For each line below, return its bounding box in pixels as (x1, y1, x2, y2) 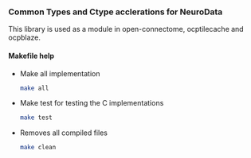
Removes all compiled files (19, 128, 108, 137)
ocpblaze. (8, 33, 41, 42)
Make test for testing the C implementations (19, 98, 164, 108)
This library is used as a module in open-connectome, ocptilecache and (8, 25, 245, 34)
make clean (19, 144, 57, 152)
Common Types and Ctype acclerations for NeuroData (8, 6, 223, 17)
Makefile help (8, 51, 54, 60)
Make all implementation (19, 68, 100, 78)
